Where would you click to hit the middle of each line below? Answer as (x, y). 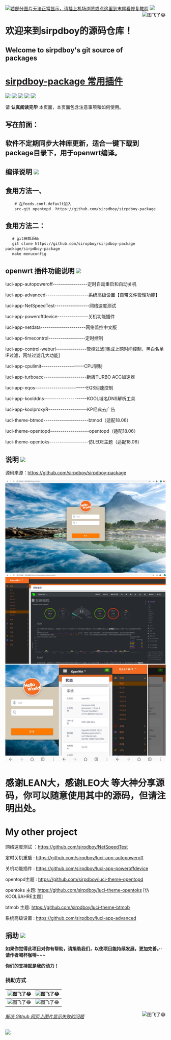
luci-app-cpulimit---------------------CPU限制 (54, 366)
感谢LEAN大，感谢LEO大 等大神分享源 (85, 783)
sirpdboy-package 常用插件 (64, 81)
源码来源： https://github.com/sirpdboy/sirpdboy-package (66, 472)
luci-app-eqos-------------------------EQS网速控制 (59, 388)
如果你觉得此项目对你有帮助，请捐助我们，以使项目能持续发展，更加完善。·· (84, 949)
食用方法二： (25, 226)
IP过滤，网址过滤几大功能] (33, 355)
